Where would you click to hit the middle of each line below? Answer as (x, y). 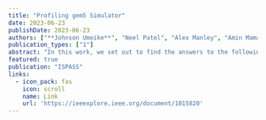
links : (19, 74)
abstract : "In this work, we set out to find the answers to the (118, 52)
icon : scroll (44, 89)
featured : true (33, 60)
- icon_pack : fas (44, 81)
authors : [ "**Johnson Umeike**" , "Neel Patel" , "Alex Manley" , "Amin (125, 37)
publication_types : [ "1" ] (51, 45)
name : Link (40, 96)
